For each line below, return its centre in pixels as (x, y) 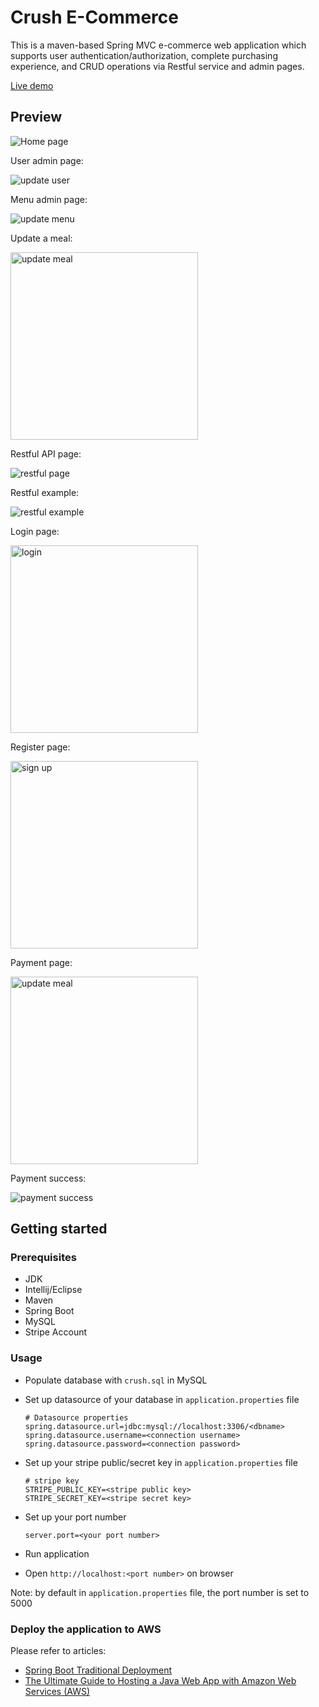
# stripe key (52, 1481)
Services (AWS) (57, 1692)
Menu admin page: (49, 199)
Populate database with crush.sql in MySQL (116, 1380)
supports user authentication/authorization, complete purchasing (144, 55)
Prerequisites (43, 1258)
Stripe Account (56, 1332)
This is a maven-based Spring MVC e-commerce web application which (158, 45)
